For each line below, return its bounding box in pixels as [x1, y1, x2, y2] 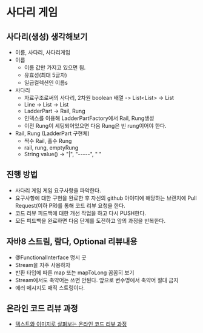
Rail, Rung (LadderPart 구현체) [15, 130, 90, 137]
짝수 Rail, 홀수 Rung [24, 137, 72, 144]
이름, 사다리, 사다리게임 [15, 49, 71, 56]
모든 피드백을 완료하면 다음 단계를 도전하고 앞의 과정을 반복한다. [15, 217, 165, 224]
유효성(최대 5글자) [24, 71, 68, 79]
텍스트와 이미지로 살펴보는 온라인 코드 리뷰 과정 [15, 320, 127, 328]
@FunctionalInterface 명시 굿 [15, 254, 87, 261]
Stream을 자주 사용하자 [15, 261, 71, 268]
